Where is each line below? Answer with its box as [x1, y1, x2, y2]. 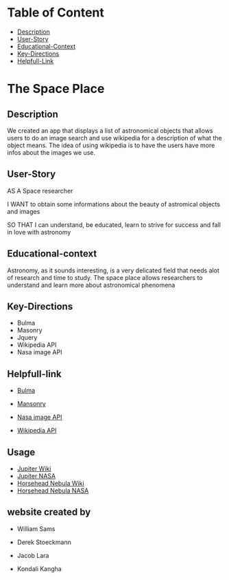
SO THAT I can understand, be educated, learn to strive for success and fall [7, 220, 221, 228]
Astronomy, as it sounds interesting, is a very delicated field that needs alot [7, 266, 219, 275]
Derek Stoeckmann [16, 538, 72, 546]
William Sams [16, 524, 56, 533]
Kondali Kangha [16, 564, 62, 572]
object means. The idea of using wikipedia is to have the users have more [7, 141, 215, 149]
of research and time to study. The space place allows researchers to [7, 273, 204, 281]
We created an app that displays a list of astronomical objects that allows [7, 126, 213, 135]
